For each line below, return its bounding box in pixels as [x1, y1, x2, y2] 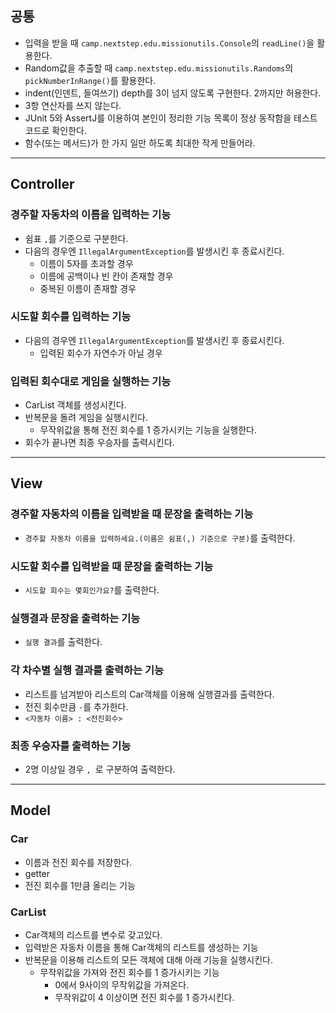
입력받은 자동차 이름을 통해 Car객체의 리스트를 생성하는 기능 [24, 941, 259, 953]
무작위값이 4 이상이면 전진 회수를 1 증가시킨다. [54, 991, 235, 1003]
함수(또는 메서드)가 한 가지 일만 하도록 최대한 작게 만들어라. [24, 137, 256, 149]
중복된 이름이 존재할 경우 [39, 282, 137, 294]
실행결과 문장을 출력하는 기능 [10, 612, 141, 625]
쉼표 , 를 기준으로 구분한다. [24, 232, 129, 244]
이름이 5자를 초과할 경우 [39, 257, 134, 269]
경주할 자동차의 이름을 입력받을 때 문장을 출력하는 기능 [10, 507, 254, 521]
